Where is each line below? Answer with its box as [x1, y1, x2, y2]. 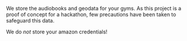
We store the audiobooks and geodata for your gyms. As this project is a [6, 5, 182, 12]
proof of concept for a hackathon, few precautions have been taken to [6, 11, 176, 18]
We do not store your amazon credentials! [6, 28, 108, 35]
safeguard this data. [6, 17, 55, 24]
